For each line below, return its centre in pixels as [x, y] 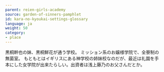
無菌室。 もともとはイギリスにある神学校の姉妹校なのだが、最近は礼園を [80, 58]
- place [13, 38]
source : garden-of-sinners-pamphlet [43, 14]
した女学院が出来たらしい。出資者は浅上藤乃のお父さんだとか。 [79, 65]
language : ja [19, 24]
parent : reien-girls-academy [35, 10]
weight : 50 [16, 28]
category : [15, 33]
